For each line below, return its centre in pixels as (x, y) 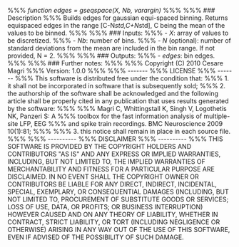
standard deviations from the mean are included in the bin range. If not (111, 48)
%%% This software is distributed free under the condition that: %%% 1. (122, 78)
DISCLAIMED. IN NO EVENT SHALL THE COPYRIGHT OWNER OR (103, 177)
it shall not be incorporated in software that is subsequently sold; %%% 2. (117, 86)
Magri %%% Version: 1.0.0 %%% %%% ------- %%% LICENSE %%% (112, 71)
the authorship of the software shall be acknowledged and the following (113, 93)
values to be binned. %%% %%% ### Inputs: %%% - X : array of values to (118, 33)
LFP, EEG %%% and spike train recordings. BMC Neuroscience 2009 (121, 124)
